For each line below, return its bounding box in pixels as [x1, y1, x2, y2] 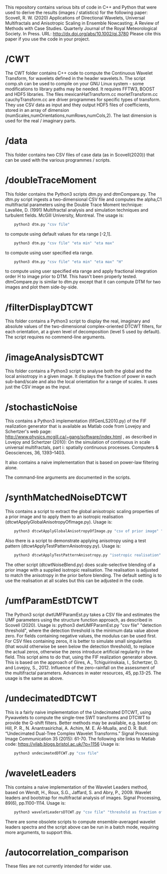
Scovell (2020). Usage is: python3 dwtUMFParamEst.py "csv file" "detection [5, 622, 162, 628]
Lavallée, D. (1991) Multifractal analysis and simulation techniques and [5, 207, 149, 213]
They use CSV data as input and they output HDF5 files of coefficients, [5, 102, 150, 108]
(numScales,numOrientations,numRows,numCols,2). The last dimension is [5, 112, 157, 118]
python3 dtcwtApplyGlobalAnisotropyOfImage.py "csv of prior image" [14, 529, 159, 534]
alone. [5, 465, 18, 471]
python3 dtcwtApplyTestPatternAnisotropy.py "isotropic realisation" [14, 553, 162, 558]
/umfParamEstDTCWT [5, 595, 99, 606]
